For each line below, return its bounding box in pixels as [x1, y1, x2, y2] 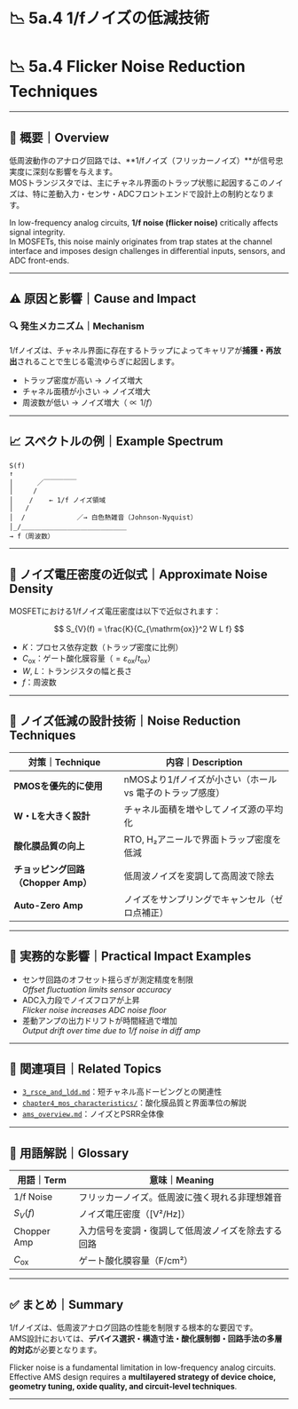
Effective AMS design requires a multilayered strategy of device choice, [9, 1372, 277, 1382]
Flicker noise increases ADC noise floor [21, 1004, 167, 1015]
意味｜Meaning [149, 1174, 215, 1186]
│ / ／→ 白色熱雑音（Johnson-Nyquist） [9, 513, 198, 522]
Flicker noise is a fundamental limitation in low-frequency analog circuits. [9, 1362, 277, 1373]
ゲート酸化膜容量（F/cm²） [78, 1255, 193, 1267]
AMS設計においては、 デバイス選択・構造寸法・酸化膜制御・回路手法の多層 [9, 1334, 283, 1344]
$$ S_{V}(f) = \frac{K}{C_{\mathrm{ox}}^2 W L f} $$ [53, 623, 245, 635]
